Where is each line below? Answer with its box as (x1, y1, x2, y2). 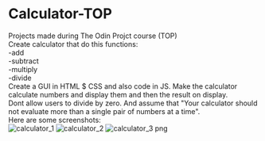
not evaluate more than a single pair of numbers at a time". (8, 106, 201, 116)
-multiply (8, 64, 38, 74)
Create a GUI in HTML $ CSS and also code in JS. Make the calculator (8, 81, 238, 91)
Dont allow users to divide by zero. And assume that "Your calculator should (8, 98, 258, 108)
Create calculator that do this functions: (8, 39, 138, 48)
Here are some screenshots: (8, 115, 101, 124)
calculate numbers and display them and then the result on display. (8, 90, 228, 99)
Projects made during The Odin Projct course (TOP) (8, 31, 177, 40)
